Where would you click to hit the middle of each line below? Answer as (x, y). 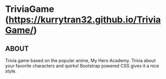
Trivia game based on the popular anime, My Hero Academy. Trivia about (80, 60)
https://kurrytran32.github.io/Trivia (85, 20)
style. (11, 71)
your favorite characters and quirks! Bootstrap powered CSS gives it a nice (82, 66)
